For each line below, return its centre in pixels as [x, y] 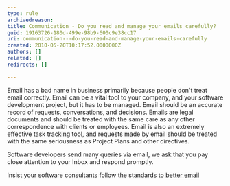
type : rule [23, 13]
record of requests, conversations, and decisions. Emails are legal [100, 112]
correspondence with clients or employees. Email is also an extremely [106, 126]
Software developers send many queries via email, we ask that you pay [108, 154]
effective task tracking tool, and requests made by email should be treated [112, 134]
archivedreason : [30, 20]
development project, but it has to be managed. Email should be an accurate [115, 104]
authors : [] [24, 52]
